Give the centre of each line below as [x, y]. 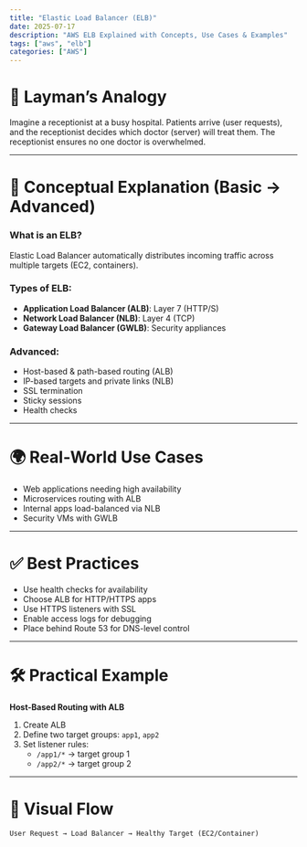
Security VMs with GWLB [70, 518]
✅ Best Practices [74, 564]
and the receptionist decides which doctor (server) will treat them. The [143, 132]
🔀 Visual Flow [62, 809]
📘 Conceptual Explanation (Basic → [145, 187]
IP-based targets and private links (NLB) [98, 381]
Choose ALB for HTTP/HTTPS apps [90, 599]
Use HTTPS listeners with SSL [79, 609]
